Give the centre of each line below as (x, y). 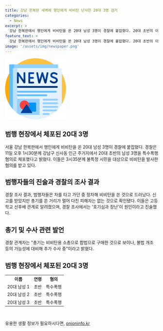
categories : (17, 15)
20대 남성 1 (18, 287)
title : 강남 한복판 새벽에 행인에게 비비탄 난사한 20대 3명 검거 (61, 10)
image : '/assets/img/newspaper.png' (42, 46)
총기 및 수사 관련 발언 (35, 230)
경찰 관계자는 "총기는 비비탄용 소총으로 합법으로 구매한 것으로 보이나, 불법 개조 (79, 243)
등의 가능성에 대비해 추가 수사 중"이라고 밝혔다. (49, 248)
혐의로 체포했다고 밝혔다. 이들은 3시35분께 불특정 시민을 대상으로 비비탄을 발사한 (81, 159)
